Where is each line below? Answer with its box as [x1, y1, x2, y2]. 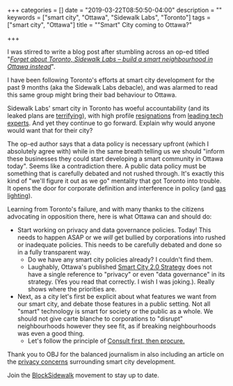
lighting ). [7, 191, 33, 200]
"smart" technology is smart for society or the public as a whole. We [17, 307, 214, 315]
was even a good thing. [17, 330, 85, 337]
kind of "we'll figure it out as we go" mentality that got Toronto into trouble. [7, 177, 222, 185]
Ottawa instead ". [7, 63, 56, 70]
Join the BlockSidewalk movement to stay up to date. [7, 371, 160, 379]
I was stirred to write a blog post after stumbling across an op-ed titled [7, 48, 209, 56]
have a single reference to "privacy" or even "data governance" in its [27, 271, 225, 278]
